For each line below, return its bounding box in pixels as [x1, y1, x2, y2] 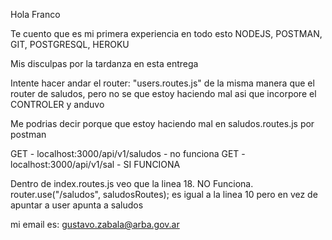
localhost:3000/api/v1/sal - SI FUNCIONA [10, 159, 181, 170]
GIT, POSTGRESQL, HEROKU [10, 39, 130, 50]
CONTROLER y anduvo [10, 99, 105, 110]
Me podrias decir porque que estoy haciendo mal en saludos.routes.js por [10, 118, 315, 129]
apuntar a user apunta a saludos [10, 199, 144, 211]
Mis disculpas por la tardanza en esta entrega [10, 58, 199, 69]
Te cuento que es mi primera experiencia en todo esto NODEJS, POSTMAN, [10, 28, 323, 39]
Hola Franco [10, 9, 61, 20]
